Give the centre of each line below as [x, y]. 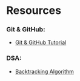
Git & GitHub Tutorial [41, 42]
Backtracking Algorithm [45, 71]
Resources [34, 11]
